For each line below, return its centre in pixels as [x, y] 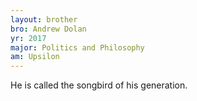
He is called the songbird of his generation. [99, 85]
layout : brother [44, 19]
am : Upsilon [35, 57]
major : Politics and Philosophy [77, 47]
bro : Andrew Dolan [48, 29]
